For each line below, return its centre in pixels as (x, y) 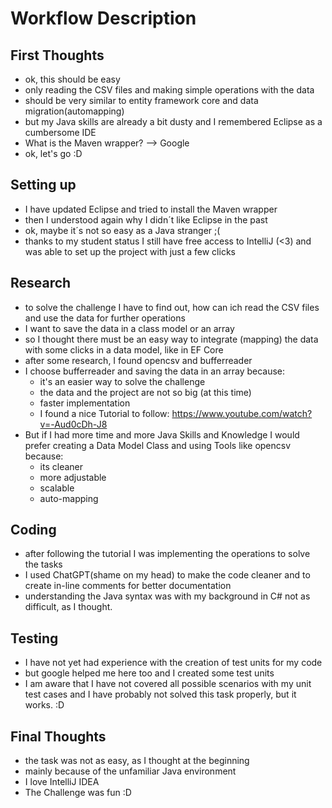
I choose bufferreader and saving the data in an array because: (155, 371)
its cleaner (61, 466)
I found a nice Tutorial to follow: (104, 413)
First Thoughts (57, 55)
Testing (34, 638)
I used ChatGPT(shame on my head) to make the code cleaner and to (167, 575)
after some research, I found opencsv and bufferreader (138, 360)
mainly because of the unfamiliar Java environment (130, 771)
